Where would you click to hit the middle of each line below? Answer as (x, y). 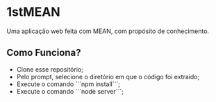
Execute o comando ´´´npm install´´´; (68, 84)
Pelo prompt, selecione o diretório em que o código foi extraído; (108, 76)
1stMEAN (33, 12)
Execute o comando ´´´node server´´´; (70, 91)
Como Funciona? (44, 53)
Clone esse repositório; (50, 69)
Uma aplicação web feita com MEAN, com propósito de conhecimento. (108, 31)
